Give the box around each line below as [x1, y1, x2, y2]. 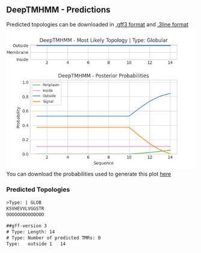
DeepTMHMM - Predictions [6, 5, 111, 15]
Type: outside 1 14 [6, 241, 66, 247]
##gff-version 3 [6, 223, 47, 229]
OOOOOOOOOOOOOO [6, 212, 45, 218]
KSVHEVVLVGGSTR [6, 206, 45, 212]
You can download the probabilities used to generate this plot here [6, 170, 172, 177]
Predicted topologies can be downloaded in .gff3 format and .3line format [6, 20, 189, 28]
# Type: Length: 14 [6, 229, 55, 235]
